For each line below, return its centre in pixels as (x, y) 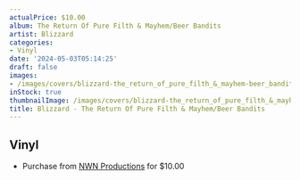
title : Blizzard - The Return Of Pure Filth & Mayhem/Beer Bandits (137, 109)
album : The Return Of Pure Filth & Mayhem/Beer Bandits (115, 26)
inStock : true (36, 92)
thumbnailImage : (39, 100)
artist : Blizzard (42, 34)
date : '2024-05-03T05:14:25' (63, 59)
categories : (31, 42)
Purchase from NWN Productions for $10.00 (103, 167)
